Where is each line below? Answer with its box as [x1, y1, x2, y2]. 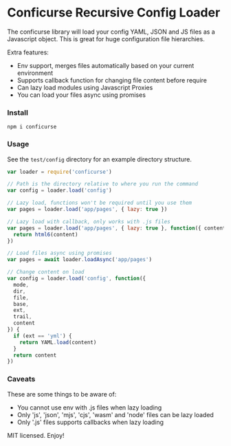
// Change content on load [7, 269, 85, 276]
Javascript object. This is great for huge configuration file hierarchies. [7, 34, 205, 43]
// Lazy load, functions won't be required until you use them [7, 199, 192, 207]
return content [13, 352, 57, 359]
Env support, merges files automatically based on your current [16, 61, 195, 69]
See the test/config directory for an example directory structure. [7, 155, 192, 163]
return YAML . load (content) [19, 339, 97, 346]
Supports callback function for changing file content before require [16, 76, 208, 84]
